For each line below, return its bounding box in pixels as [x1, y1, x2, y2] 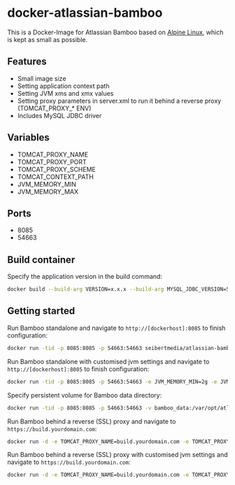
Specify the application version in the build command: [7, 273, 163, 281]
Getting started [7, 305, 76, 317]
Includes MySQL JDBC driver [17, 111, 102, 120]
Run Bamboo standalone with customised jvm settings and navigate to [7, 357, 210, 365]
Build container [7, 254, 76, 266]
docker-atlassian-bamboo [7, 5, 163, 21]
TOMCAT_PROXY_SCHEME [17, 165, 96, 173]
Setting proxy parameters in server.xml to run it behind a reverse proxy [17, 96, 222, 105]
